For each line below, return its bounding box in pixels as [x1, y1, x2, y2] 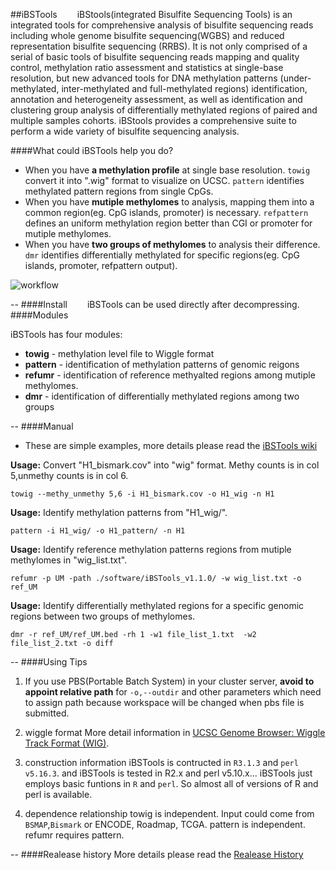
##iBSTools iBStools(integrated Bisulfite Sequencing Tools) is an [10, 9, 293, 20]
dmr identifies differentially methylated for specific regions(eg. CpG [24, 249, 301, 261]
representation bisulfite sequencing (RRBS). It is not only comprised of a [10, 40, 308, 52]
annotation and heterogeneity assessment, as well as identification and [10, 94, 303, 105]
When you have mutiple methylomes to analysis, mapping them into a [24, 196, 315, 208]
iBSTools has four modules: [10, 329, 123, 340]
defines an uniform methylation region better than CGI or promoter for [24, 217, 313, 229]
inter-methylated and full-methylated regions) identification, [61, 83, 308, 94]
